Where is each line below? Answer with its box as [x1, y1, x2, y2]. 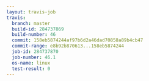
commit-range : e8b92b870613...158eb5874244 [12, 43, 124, 49]
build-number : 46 [12, 32, 56, 38]
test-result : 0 [12, 65, 51, 72]
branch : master [12, 20, 51, 26]
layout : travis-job [6, 9, 56, 15]
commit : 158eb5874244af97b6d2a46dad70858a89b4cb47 [12, 37, 144, 43]
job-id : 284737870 [12, 49, 59, 55]
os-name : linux [12, 60, 51, 66]
